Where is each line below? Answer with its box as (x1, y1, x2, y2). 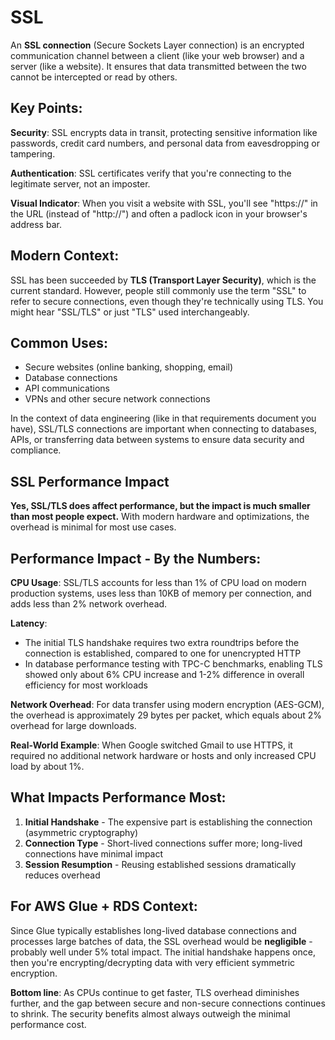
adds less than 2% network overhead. (10, 598, 168, 610)
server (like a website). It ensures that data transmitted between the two (10, 60, 307, 72)
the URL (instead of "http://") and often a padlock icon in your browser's (10, 207, 308, 220)
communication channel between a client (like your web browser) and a (10, 49, 305, 61)
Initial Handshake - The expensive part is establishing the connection (24, 816, 313, 828)
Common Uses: (10, 334, 109, 351)
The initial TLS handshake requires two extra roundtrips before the (24, 637, 300, 648)
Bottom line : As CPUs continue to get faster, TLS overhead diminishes (10, 986, 300, 998)
